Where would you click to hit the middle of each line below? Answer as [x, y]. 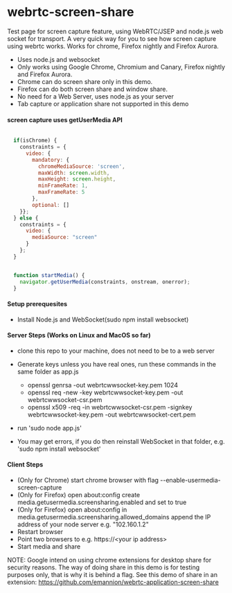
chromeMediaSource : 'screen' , [82, 166]
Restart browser [40, 532]
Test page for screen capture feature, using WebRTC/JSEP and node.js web [115, 31]
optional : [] [51, 205]
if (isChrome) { [35, 141]
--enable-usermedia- [191, 480]
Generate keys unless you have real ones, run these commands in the [117, 364]
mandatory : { [51, 160]
